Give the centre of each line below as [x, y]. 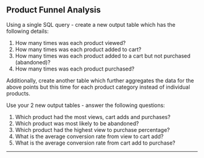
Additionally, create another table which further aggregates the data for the [100, 80]
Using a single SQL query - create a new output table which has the [91, 24]
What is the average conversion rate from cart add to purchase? [95, 143]
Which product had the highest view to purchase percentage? [92, 129]
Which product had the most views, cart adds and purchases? [93, 117]
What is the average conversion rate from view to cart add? [89, 136]
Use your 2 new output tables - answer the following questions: [86, 105]
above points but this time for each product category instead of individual [98, 87]
